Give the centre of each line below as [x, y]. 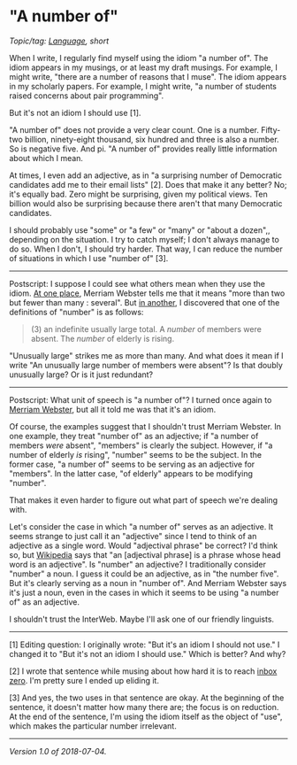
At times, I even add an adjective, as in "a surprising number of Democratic [146, 175]
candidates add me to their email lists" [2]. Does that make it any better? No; [148, 184]
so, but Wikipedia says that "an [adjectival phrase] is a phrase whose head [145, 554]
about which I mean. [46, 158]
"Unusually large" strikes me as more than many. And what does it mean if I [147, 355]
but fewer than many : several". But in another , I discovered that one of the [145, 302]
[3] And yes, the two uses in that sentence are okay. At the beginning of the [147, 698]
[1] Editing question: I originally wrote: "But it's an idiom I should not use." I [145, 645]
